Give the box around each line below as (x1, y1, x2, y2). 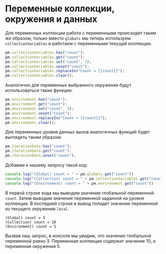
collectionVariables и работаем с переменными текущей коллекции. (5, 40, 152, 46)
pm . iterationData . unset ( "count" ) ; (5, 153, 77, 158)
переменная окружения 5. (5, 243, 61, 249)
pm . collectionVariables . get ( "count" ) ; (5, 55, 85, 60)
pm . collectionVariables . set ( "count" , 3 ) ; (5, 59, 92, 64)
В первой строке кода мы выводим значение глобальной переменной (5, 190, 154, 196)
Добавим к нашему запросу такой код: (5, 162, 88, 168)
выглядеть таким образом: (5, 134, 62, 140)
